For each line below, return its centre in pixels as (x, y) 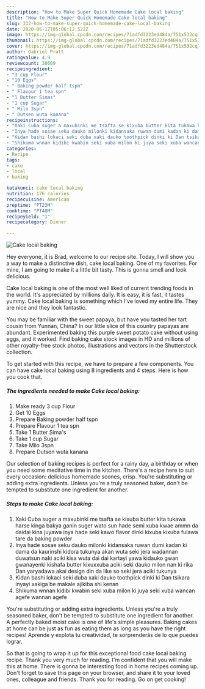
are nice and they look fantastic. (47, 308)
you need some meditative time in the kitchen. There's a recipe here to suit (100, 470)
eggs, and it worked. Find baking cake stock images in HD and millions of (99, 339)
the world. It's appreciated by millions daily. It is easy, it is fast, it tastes (95, 295)
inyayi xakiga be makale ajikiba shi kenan (67, 584)
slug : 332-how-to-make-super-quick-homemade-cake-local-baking (88, 23)
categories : (21, 148)
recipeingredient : (30, 69)
